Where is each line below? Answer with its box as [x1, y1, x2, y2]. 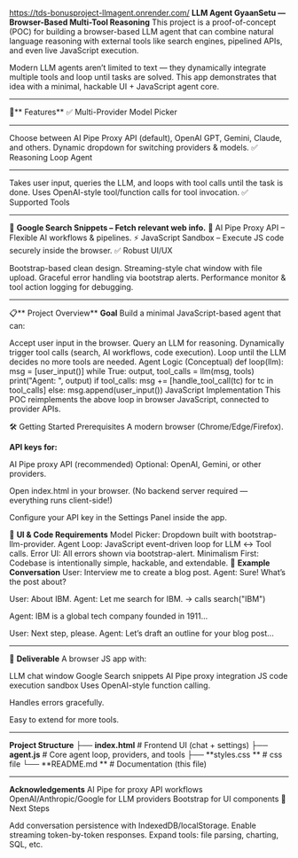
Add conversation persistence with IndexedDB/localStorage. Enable [9, 820, 257, 831]
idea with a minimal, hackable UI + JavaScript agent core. [9, 82, 220, 91]
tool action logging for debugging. [9, 282, 134, 292]
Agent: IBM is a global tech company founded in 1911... [9, 611, 208, 621]
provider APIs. [9, 403, 61, 414]
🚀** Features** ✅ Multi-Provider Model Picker [9, 106, 177, 117]
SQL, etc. [9, 839, 43, 849]
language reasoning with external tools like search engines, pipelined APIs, [9, 35, 283, 46]
